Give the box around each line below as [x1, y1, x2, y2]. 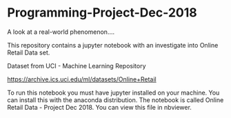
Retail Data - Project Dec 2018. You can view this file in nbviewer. [7, 103, 192, 111]
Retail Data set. [7, 48, 50, 57]
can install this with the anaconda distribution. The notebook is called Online [7, 95, 224, 104]
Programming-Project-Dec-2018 [7, 5, 198, 21]
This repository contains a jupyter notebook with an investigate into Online [7, 41, 219, 49]
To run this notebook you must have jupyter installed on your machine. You [7, 88, 220, 97]
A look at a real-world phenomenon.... [7, 28, 115, 36]
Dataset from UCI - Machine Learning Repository [7, 61, 146, 70]
